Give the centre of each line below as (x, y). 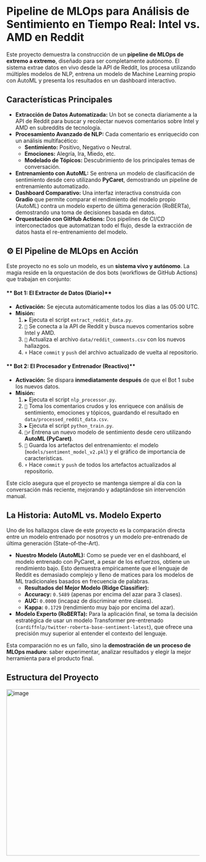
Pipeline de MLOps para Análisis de (98, 11)
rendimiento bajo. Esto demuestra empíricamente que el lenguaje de (101, 568)
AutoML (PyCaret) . (49, 438)
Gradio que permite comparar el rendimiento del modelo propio (95, 199)
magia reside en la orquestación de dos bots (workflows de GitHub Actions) (102, 272)
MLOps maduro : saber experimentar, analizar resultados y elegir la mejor (99, 652)
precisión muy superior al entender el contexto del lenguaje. (91, 633)
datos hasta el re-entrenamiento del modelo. (71, 232)
